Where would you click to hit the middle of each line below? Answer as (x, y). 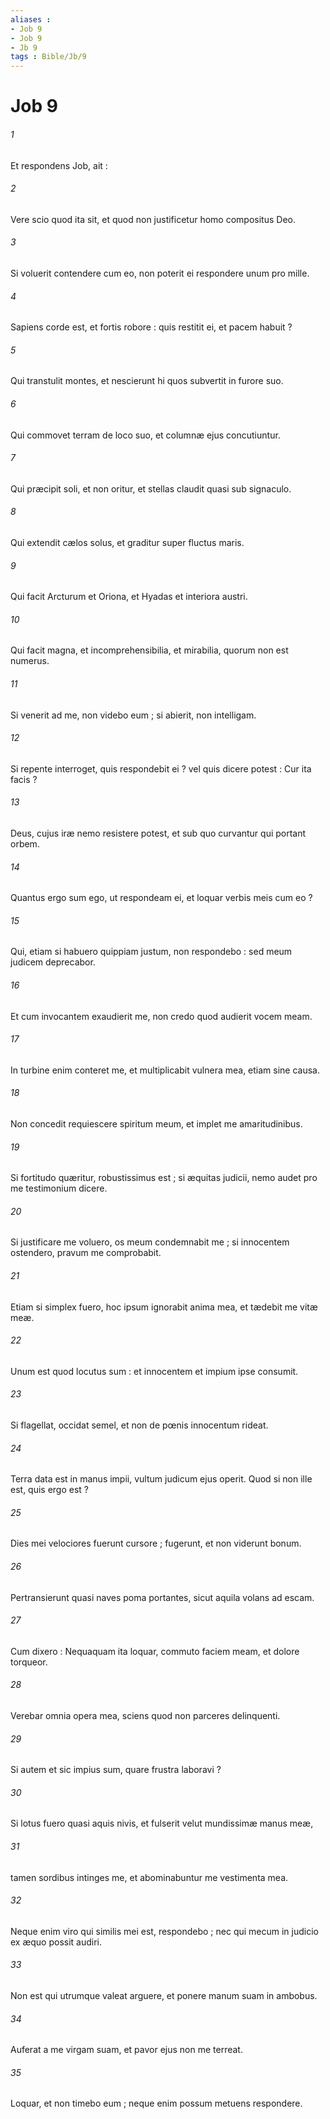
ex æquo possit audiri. (56, 1942)
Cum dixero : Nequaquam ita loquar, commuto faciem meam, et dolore (155, 1651)
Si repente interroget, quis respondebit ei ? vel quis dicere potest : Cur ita (161, 768)
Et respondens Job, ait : (59, 165)
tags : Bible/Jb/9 (48, 57)
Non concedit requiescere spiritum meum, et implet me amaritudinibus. (156, 1123)
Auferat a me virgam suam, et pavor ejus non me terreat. (126, 2050)
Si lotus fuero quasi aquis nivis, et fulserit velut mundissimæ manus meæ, (162, 1823)
